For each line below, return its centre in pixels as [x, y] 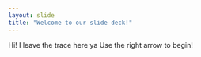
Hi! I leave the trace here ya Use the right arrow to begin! [101, 45]
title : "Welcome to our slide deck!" [70, 23]
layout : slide [32, 15]
